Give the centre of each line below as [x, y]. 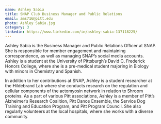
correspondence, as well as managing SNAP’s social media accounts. [74, 56]
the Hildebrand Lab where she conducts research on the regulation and [76, 86]
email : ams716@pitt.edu [29, 18]
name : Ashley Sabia [25, 9]
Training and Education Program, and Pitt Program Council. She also [73, 106]
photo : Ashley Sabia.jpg [30, 23]
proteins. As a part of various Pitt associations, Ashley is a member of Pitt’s [80, 96]
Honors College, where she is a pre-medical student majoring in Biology [77, 66]
